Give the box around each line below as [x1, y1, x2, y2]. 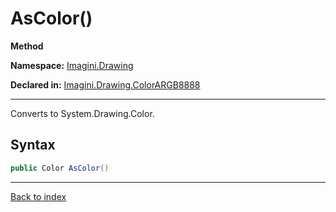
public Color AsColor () [10, 163, 110, 173]
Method [10, 40, 44, 52]
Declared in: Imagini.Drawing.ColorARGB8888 [10, 78, 201, 91]
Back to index [10, 190, 67, 202]
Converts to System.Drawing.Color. [10, 107, 155, 119]
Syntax [10, 137, 56, 154]
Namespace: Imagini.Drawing [10, 59, 134, 71]
